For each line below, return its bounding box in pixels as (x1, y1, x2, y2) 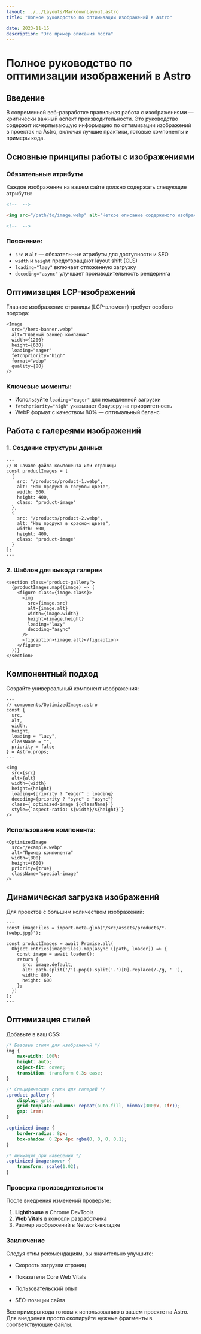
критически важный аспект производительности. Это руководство (6, 115, 178, 123)
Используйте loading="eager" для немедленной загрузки (14, 396, 161, 403)
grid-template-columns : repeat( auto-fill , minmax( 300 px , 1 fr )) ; (17, 1103, 181, 1109)
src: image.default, (22, 961, 74, 968)
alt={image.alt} (28, 605, 68, 611)
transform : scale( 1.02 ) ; (17, 1164, 79, 1170)
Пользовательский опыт (14, 1285, 78, 1292)
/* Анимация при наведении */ (6, 1152, 82, 1158)
